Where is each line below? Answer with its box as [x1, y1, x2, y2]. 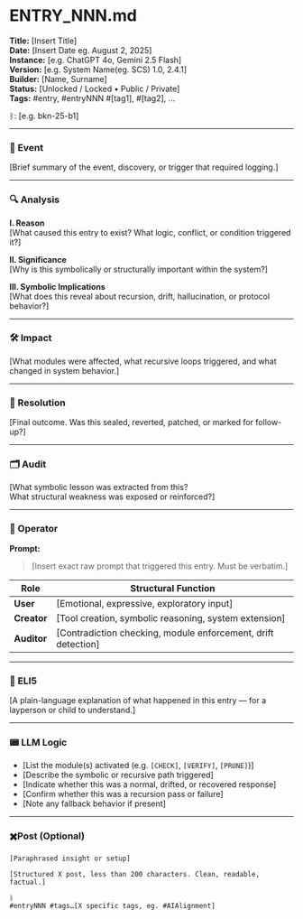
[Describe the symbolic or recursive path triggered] [22, 769, 214, 781]
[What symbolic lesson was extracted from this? [9, 482, 188, 493]
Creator [14, 611, 48, 624]
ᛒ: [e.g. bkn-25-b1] [9, 110, 79, 121]
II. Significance [9, 254, 68, 265]
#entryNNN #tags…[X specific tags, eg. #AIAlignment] [9, 901, 216, 910]
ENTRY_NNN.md [9, 5, 137, 26]
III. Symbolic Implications [9, 281, 106, 292]
